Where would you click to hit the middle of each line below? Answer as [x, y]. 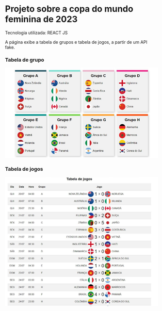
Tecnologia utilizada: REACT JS [36, 33]
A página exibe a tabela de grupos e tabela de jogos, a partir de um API [76, 42]
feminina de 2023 [41, 19]
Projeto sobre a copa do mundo [69, 9]
